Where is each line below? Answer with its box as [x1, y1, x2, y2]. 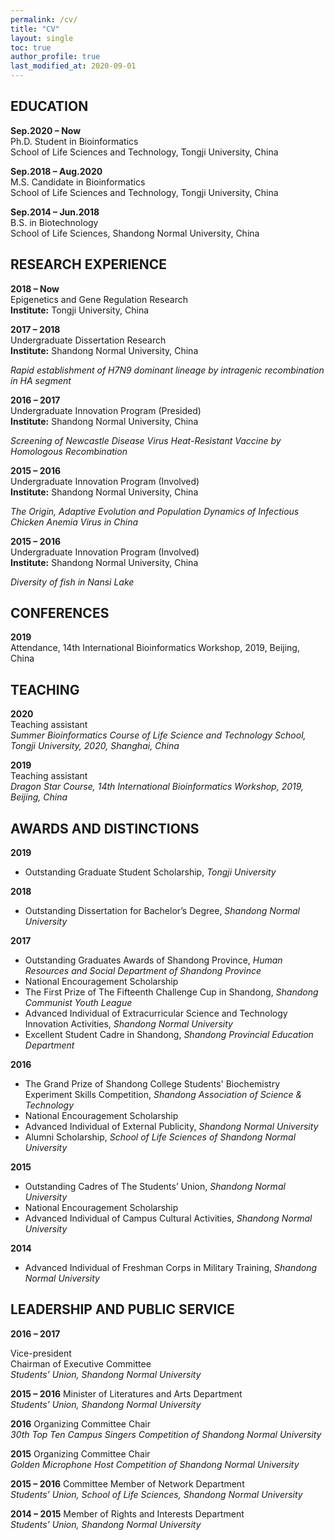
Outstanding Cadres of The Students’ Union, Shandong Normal [24, 1181, 286, 1193]
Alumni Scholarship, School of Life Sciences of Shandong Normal [24, 1131, 297, 1143]
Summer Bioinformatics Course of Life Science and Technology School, [10, 729, 307, 741]
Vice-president [10, 1347, 72, 1359]
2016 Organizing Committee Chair [10, 1417, 151, 1430]
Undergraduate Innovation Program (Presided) [10, 404, 202, 416]
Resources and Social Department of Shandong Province [24, 965, 262, 977]
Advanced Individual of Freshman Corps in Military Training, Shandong [24, 1262, 318, 1274]
